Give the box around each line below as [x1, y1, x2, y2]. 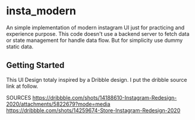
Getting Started [6, 60, 65, 70]
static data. [6, 43, 34, 50]
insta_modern [6, 4, 76, 18]
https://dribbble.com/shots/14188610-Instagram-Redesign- [32, 94, 177, 101]
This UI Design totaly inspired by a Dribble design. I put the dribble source [6, 76, 187, 83]
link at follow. [6, 82, 39, 90]
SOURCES [6, 94, 32, 101]
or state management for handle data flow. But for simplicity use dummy [6, 36, 183, 44]
